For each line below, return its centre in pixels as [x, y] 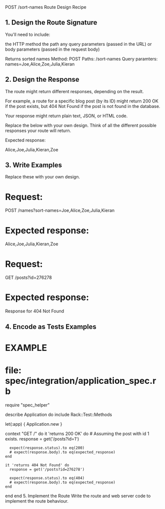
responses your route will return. [38, 131]
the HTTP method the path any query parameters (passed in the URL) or [78, 44]
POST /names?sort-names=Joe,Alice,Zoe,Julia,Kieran [60, 210]
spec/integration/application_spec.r [81, 381]
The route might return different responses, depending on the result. [74, 91]
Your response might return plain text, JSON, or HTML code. [66, 116]
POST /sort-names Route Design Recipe [46, 7]
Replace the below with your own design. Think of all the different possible [81, 125]
